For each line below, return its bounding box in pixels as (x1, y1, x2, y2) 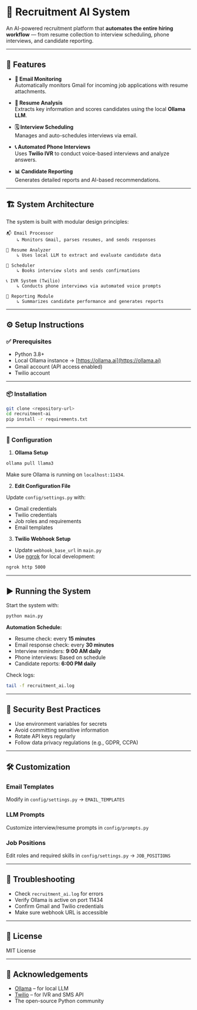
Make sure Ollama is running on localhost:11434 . (6, 471, 125, 478)
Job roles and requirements (14, 518, 81, 525)
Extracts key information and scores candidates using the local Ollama (14, 105, 186, 112)
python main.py (6, 613, 43, 619)
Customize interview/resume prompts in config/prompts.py (6, 824, 149, 831)
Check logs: (6, 671, 35, 678)
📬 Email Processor (6, 230, 54, 236)
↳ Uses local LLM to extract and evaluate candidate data (16, 252, 161, 258)
